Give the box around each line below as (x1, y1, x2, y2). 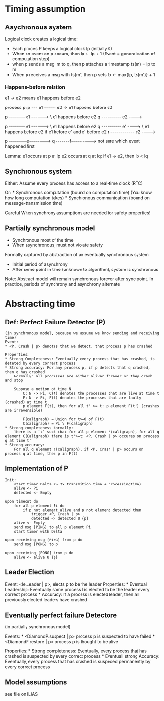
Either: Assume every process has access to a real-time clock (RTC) (5, 180, 143, 186)
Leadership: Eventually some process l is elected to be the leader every (5, 586, 150, 592)
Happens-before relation (5, 83, 65, 90)
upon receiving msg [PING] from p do (5, 538, 82, 542)
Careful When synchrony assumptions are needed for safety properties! (5, 210, 151, 216)
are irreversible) (5, 408, 43, 413)
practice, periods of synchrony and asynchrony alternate (5, 281, 120, 287)
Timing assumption (5, 3, 86, 15)
